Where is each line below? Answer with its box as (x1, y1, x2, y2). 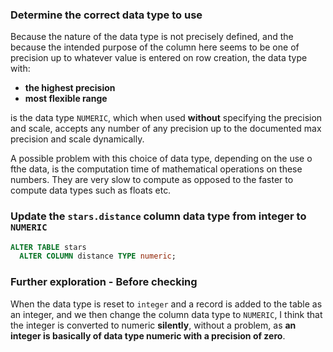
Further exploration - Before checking (10, 275, 198, 289)
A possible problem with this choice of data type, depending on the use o (10, 153, 313, 165)
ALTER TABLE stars (10, 242, 87, 252)
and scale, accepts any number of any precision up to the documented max (10, 123, 322, 135)
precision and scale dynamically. (10, 133, 145, 145)
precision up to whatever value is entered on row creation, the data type (10, 52, 308, 64)
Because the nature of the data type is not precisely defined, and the (10, 31, 294, 43)
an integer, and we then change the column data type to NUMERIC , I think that (10, 308, 323, 320)
